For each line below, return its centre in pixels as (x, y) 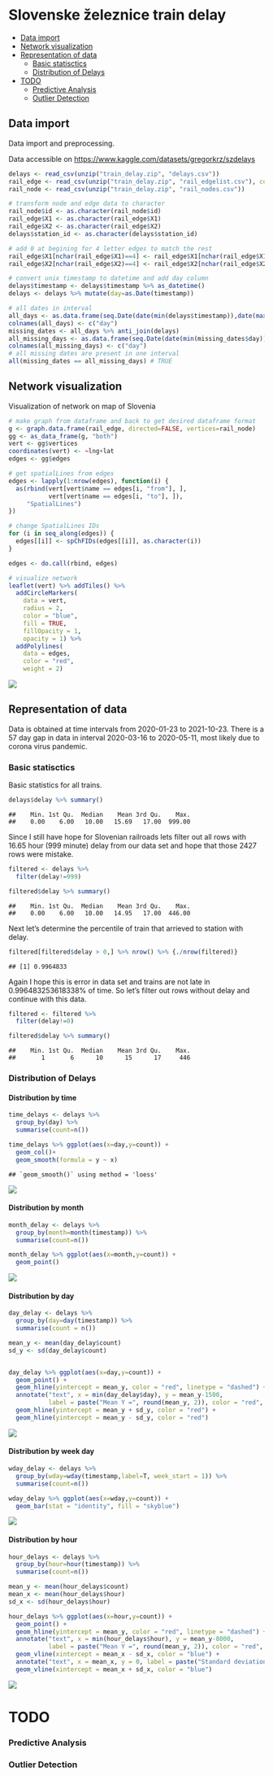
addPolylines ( (39, 646)
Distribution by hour (43, 1540)
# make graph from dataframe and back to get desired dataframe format (132, 421)
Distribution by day (41, 1296)
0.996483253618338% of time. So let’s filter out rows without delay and (129, 990)
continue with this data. (48, 999)
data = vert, (45, 601)
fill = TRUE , (45, 623)
